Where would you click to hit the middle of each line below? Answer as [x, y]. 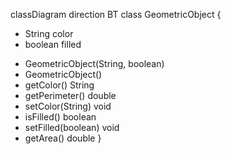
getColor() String [59, 85]
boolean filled [53, 44]
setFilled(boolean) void [72, 127]
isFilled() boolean [60, 117]
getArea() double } [63, 138]
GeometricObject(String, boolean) [94, 63]
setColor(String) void [68, 106]
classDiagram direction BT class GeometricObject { [116, 14]
